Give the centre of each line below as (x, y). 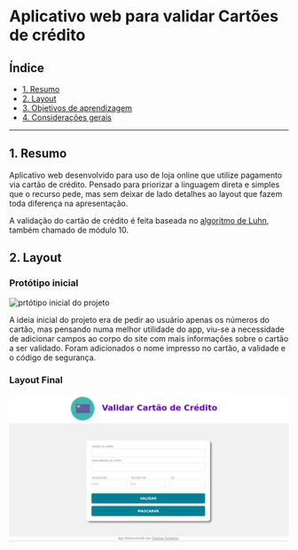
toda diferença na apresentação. (69, 203)
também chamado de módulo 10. (69, 230)
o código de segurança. (53, 357)
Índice (27, 68)
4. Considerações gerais (67, 118)
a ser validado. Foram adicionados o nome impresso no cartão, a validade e (148, 348)
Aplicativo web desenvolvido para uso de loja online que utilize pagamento (146, 175)
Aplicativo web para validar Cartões (144, 16)
